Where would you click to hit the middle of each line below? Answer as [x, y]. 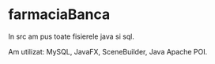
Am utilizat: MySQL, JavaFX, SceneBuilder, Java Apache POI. [108, 51]
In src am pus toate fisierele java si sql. [71, 36]
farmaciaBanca [59, 15]
